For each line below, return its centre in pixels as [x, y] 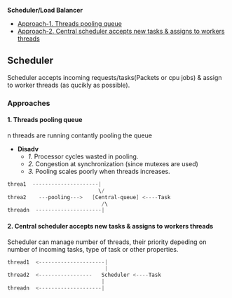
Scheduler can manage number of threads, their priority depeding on [107, 242]
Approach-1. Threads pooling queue [70, 23]
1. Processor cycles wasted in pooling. [83, 156]
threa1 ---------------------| [54, 184]
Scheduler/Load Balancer [45, 10]
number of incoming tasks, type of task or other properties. [93, 249]
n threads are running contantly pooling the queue [80, 135]
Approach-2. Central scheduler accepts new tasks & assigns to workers [121, 31]
